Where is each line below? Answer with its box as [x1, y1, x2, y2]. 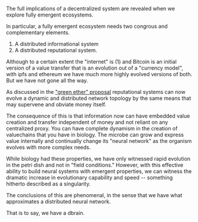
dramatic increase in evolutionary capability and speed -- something [6, 174, 173, 181]
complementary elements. [6, 29, 70, 36]
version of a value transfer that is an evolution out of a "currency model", [6, 64, 183, 71]
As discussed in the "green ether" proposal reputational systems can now [6, 89, 186, 95]
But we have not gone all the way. [6, 77, 89, 84]
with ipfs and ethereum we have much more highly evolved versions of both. [6, 71, 193, 77]
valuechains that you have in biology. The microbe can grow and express [6, 131, 184, 138]
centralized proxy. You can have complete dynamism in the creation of [6, 125, 178, 132]
